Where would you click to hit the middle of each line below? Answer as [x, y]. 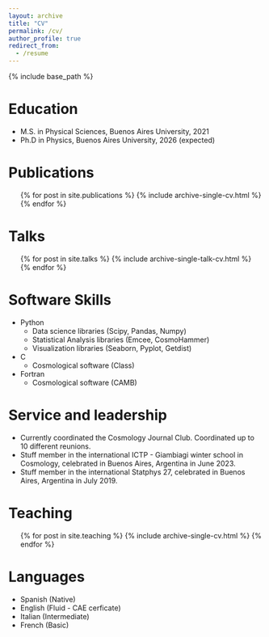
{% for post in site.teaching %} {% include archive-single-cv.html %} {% [141, 535]
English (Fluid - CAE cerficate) [70, 608]
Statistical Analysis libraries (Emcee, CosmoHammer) [121, 340]
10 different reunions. [55, 446]
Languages [46, 577]
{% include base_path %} [51, 76]
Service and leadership [88, 415]
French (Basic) [44, 625]
